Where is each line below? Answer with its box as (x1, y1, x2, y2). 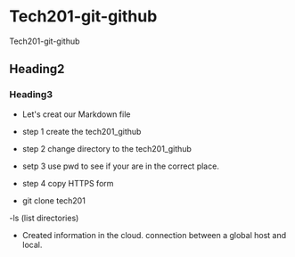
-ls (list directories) (9, 212, 79, 223)
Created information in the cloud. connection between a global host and (21, 229, 287, 240)
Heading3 (9, 88, 53, 101)
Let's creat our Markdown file (21, 109, 131, 120)
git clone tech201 (21, 195, 86, 206)
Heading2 (9, 62, 65, 77)
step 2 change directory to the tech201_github (21, 143, 192, 153)
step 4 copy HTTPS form (21, 178, 114, 188)
